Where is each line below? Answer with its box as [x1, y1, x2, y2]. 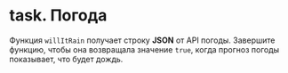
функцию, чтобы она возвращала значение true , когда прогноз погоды [9, 44, 280, 54]
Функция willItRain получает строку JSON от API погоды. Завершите [9, 35, 276, 45]
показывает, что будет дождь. [9, 53, 124, 64]
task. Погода [9, 5, 108, 26]
